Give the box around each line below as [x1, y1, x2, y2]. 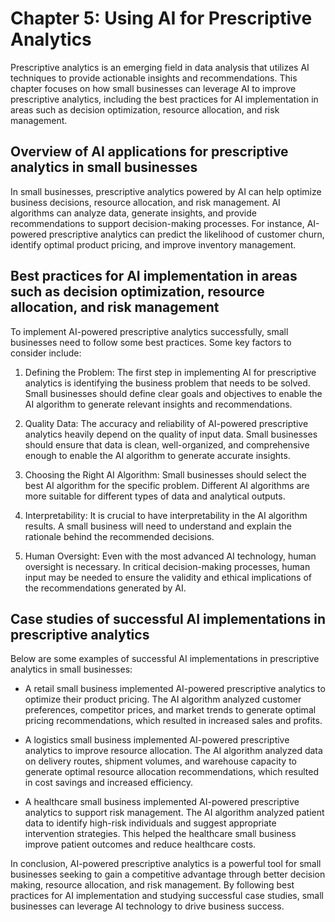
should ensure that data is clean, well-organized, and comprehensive [24, 438, 310, 451]
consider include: [10, 347, 82, 359]
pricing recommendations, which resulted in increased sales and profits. [24, 715, 323, 727]
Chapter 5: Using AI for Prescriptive [10, 7, 313, 30]
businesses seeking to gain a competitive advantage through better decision [10, 868, 326, 881]
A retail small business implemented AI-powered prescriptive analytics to [24, 683, 326, 695]
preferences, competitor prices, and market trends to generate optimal [24, 704, 317, 716]
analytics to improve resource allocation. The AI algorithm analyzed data [24, 745, 323, 757]
